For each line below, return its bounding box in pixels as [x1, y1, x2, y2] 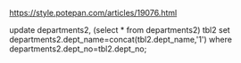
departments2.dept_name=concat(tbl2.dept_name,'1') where [9, 35, 232, 44]
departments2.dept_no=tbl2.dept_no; [9, 43, 147, 54]
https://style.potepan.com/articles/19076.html [9, 8, 178, 18]
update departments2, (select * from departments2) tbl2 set [9, 25, 230, 35]
